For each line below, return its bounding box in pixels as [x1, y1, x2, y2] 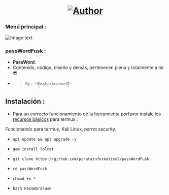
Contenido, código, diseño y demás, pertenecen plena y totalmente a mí [12, 64, 164, 71]
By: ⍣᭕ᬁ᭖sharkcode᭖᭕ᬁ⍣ [25, 81, 72, 86]
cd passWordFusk [12, 166, 47, 171]
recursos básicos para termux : [12, 116, 78, 122]
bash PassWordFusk [12, 186, 52, 191]
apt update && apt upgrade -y [12, 137, 77, 142]
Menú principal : [5, 23, 47, 30]
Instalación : [5, 97, 45, 106]
